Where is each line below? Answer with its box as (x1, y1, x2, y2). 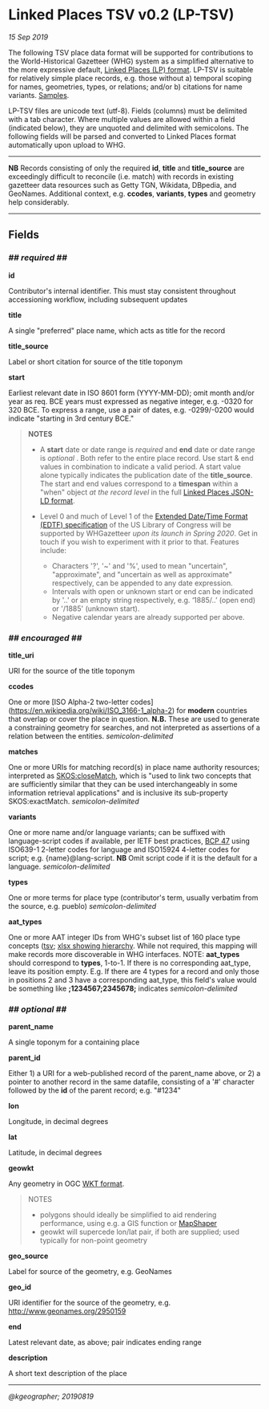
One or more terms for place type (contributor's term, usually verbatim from (8, 893, 259, 902)
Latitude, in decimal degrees (8, 1148, 102, 1158)
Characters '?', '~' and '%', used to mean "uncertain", (51, 560, 228, 571)
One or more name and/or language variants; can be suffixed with (8, 827, 226, 837)
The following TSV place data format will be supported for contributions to (8, 47, 254, 57)
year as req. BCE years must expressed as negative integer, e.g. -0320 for (8, 396, 254, 406)
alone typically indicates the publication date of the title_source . (39, 470, 253, 479)
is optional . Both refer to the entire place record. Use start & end (39, 453, 254, 462)
